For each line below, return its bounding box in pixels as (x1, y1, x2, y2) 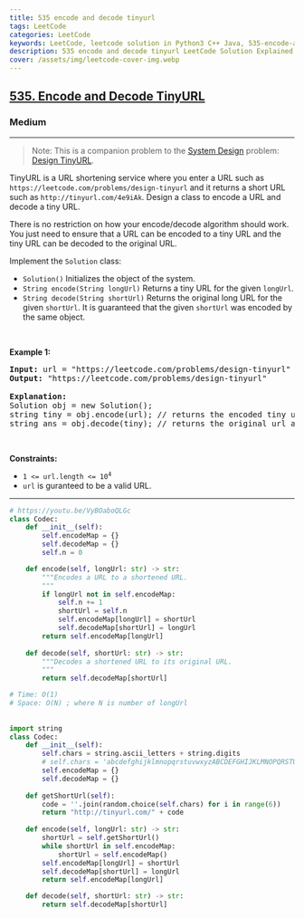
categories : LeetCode (9, 30, 91, 39)
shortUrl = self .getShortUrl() (42, 834, 160, 843)
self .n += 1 (57, 598, 103, 607)
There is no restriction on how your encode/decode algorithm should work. (9, 218, 290, 229)
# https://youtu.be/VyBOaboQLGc (9, 506, 131, 515)
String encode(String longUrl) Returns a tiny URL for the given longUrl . (22, 282, 294, 293)
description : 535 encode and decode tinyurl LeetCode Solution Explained (9, 47, 294, 56)
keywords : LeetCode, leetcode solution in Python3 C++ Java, (9, 38, 245, 48)
